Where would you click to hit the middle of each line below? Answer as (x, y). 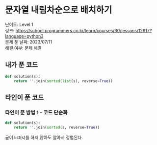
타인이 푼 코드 (25, 97)
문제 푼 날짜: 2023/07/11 (29, 41)
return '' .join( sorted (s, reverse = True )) (57, 127)
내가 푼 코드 (22, 65)
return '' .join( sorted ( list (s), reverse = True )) (63, 81)
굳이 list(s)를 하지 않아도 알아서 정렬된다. (44, 137)
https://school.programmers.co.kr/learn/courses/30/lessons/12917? (84, 30)
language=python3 (24, 36)
